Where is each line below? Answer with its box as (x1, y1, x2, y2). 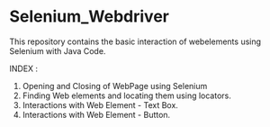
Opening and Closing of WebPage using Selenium (22, 80, 208, 91)
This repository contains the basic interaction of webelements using (9, 36, 262, 47)
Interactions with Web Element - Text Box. (22, 99, 178, 110)
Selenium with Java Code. (9, 45, 106, 56)
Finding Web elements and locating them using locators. (22, 90, 231, 101)
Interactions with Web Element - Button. (22, 109, 171, 120)
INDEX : (9, 63, 39, 74)
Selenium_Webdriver (9, 6, 169, 27)
